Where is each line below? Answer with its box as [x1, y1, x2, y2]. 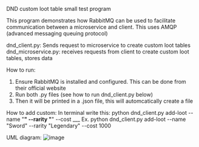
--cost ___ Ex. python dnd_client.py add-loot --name [55, 115, 186, 123]
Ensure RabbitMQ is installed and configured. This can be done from [15, 78, 186, 85]
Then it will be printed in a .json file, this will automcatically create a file [15, 97, 193, 104]
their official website [15, 84, 66, 92]
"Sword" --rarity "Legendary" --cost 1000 [6, 122, 111, 129]
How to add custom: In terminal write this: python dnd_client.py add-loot [6, 109, 187, 116]
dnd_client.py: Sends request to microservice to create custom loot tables [6, 42, 191, 49]
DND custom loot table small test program [6, 5, 111, 12]
